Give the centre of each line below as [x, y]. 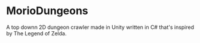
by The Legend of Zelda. [36, 33]
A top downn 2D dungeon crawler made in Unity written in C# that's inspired [100, 27]
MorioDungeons [47, 11]
